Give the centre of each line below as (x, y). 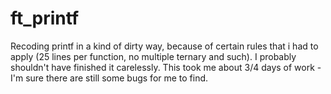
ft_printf (45, 18)
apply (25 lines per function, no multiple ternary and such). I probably (153, 56)
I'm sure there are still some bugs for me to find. (109, 78)
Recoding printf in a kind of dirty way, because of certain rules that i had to (164, 46)
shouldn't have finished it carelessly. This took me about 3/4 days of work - (166, 67)
